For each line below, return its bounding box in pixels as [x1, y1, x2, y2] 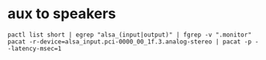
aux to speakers [7, 5, 117, 23]
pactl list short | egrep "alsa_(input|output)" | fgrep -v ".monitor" [7, 31, 252, 39]
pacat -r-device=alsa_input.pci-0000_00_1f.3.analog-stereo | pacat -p [7, 37, 252, 46]
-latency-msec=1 [7, 44, 62, 52]
